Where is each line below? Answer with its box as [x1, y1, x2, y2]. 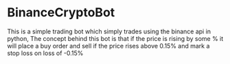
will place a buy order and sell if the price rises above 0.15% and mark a [7, 42, 210, 50]
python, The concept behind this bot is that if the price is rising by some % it [7, 34, 224, 42]
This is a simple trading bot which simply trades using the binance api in [7, 27, 211, 35]
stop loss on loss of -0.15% [7, 49, 84, 57]
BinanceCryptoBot [7, 5, 115, 20]
